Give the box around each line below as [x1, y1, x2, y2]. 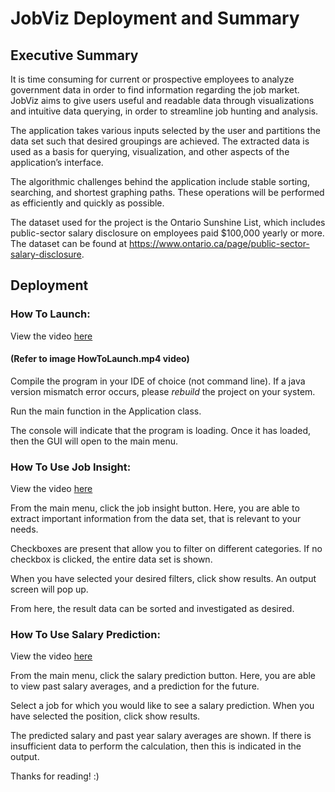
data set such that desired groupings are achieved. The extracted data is [10, 135, 310, 147]
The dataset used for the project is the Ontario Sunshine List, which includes [10, 217, 326, 228]
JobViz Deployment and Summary [10, 7, 300, 30]
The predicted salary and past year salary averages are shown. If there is [10, 730, 312, 742]
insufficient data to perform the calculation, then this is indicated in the [10, 740, 302, 752]
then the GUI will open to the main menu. [10, 435, 179, 447]
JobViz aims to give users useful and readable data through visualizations [10, 95, 315, 106]
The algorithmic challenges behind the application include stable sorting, [10, 176, 310, 187]
